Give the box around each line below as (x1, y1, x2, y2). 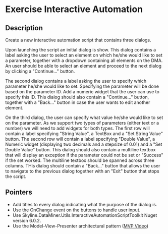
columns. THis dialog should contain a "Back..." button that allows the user (5, 163, 160, 168)
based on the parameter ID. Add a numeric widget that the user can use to (5, 89, 160, 94)
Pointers (5, 188, 33, 197)
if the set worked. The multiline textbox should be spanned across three (5, 157, 155, 163)
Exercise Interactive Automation (5, 4, 143, 15)
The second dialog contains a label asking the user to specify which (5, 78, 147, 84)
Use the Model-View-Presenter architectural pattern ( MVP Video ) (12, 223, 149, 229)
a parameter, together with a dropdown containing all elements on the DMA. (5, 57, 163, 64)
